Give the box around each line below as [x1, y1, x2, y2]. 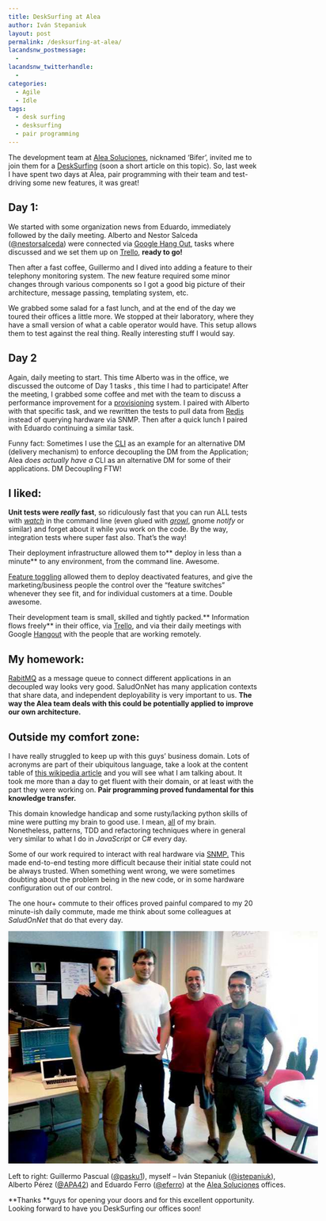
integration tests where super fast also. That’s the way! [8, 533, 188, 542]
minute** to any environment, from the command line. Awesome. [8, 557, 220, 566]
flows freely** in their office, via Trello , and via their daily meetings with [8, 621, 241, 630]
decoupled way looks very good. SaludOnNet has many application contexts [8, 682, 257, 691]
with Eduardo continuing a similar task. [8, 423, 135, 432]
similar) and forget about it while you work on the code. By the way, [8, 524, 229, 534]
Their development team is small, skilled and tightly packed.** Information [8, 613, 250, 622]
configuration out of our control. [8, 882, 113, 892]
